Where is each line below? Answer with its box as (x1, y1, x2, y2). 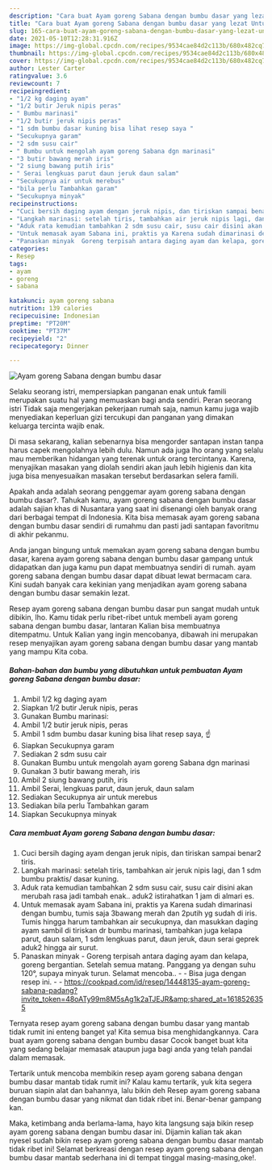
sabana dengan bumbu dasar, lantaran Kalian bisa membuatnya (9, 621, 220, 631)
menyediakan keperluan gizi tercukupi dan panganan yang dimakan (9, 413, 234, 423)
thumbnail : (9, 49, 46, 57)
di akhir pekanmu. (9, 530, 69, 540)
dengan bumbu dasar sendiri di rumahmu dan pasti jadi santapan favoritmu (9, 521, 259, 531)
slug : (9, 27, 27, 35)
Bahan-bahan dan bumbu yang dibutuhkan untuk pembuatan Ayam (9, 665, 243, 675)
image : (9, 42, 31, 50)
